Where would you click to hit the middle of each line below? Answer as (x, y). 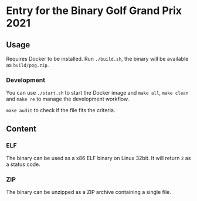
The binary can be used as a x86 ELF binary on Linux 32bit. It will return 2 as (98, 158)
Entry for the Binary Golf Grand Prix (94, 11)
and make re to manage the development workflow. (68, 99)
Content (21, 129)
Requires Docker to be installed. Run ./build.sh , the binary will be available (97, 59)
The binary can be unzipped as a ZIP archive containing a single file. (89, 192)
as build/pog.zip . (28, 65)
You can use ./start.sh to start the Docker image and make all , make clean (97, 93)
